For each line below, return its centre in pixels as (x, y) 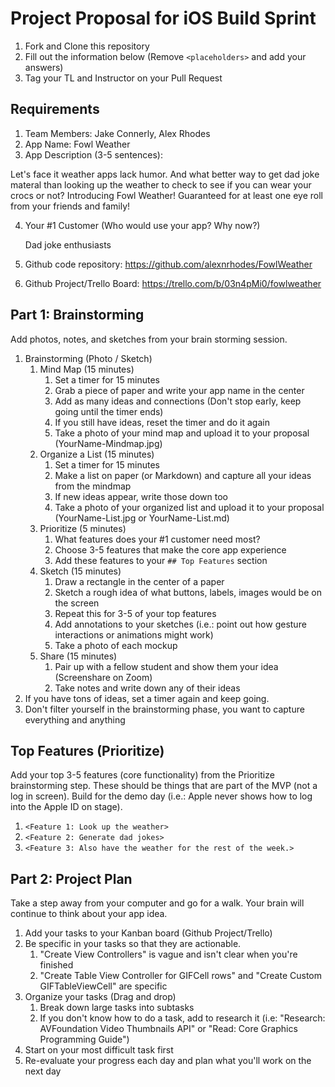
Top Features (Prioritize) (87, 750)
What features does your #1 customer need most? (157, 539)
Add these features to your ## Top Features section (161, 560)
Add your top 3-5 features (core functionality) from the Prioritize (142, 775)
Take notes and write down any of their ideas (147, 688)
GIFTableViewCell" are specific (103, 986)
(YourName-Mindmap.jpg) (108, 443)
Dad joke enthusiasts (68, 244)
